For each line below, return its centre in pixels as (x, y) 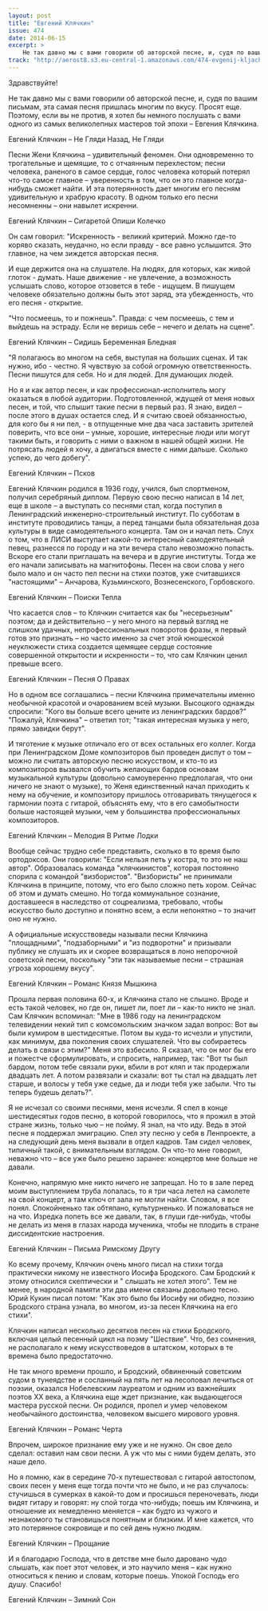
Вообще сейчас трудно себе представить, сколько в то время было (124, 851)
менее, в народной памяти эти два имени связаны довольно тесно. (124, 1290)
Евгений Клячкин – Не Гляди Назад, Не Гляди (86, 139)
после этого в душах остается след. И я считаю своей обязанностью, (128, 415)
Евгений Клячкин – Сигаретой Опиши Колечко (87, 221)
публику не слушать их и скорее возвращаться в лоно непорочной (123, 951)
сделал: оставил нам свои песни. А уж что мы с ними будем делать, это (132, 1453)
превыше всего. (36, 664)
